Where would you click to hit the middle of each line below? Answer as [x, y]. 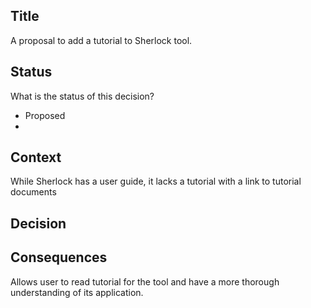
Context [36, 157]
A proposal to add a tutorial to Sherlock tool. [101, 40]
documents [33, 192]
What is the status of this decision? [82, 96]
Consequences [59, 257]
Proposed [45, 115]
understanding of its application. [77, 292]
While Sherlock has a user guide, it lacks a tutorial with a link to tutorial [156, 181]
